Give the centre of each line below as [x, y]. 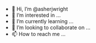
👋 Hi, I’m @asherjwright [40, 9]
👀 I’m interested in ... [36, 15]
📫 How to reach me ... [38, 34]
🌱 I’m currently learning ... [42, 21]
